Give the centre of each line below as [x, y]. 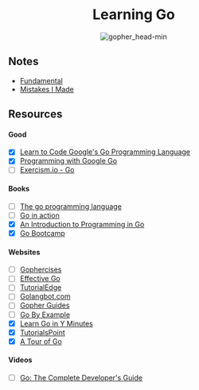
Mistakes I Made [47, 89]
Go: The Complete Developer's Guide [81, 377]
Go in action [39, 215]
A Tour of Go [41, 341]
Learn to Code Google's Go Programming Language [105, 152]
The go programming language [70, 206]
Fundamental [41, 80]
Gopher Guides [45, 305]
